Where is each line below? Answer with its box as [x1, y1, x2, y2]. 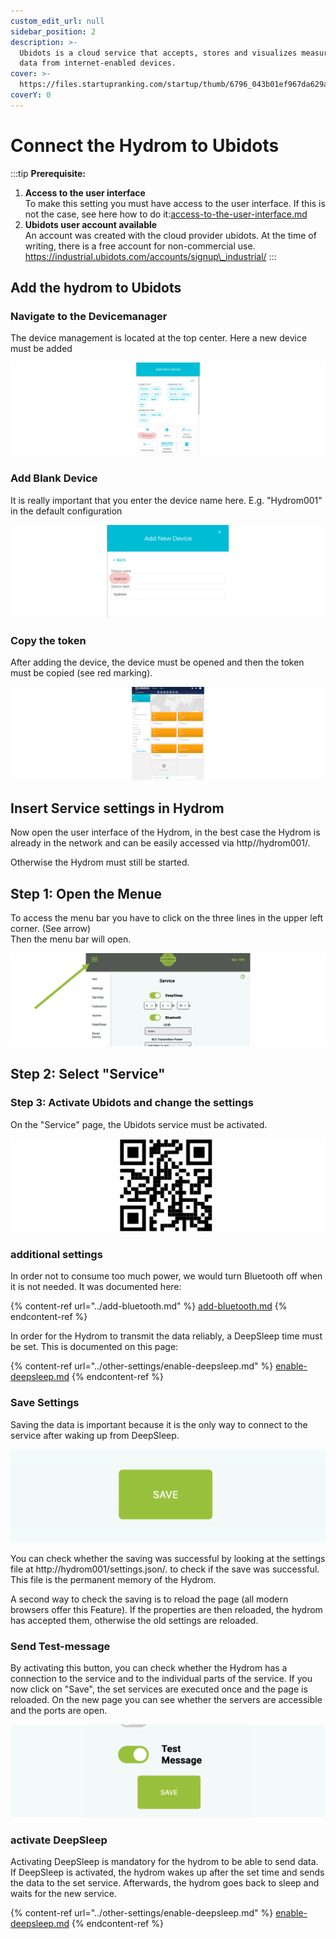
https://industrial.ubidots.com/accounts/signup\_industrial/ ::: [24, 250, 277, 262]
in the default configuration [10, 505, 123, 517]
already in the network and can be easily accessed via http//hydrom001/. [10, 837, 311, 849]
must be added [10, 343, 73, 355]
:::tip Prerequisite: [10, 167, 87, 179]
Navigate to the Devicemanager [10, 310, 168, 323]
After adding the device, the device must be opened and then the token [10, 656, 305, 669]
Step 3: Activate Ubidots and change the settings [10, 1096, 254, 1110]
